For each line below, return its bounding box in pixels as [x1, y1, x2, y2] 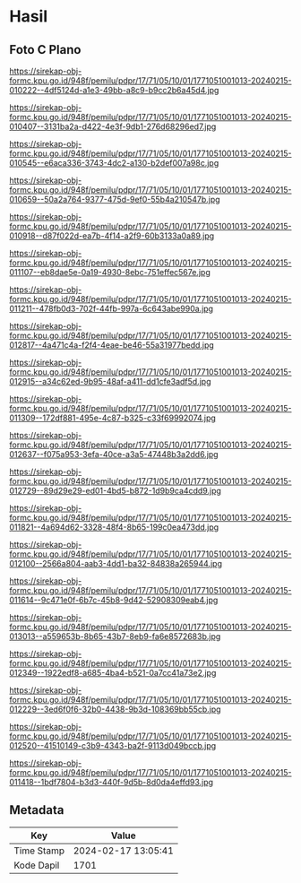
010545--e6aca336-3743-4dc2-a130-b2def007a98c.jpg [9, 158, 219, 168]
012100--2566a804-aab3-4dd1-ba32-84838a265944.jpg [9, 558, 222, 568]
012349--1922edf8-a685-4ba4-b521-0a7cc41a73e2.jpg [9, 668, 217, 678]
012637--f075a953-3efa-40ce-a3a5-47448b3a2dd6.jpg [9, 449, 219, 459]
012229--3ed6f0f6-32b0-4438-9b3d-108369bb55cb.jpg [9, 704, 221, 714]
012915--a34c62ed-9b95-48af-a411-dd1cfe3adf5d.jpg [9, 377, 211, 386]
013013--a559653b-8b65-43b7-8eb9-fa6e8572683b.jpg [9, 631, 221, 642]
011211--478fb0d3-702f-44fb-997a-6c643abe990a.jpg [9, 303, 213, 314]
